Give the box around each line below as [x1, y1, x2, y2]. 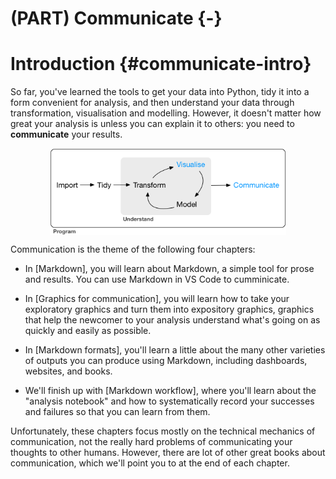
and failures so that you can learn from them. [24, 406, 211, 418]
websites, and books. [24, 365, 113, 377]
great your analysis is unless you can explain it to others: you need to [10, 118, 295, 130]
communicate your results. [10, 128, 123, 141]
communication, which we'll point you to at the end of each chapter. [10, 457, 290, 469]
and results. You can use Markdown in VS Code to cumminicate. [24, 273, 290, 286]
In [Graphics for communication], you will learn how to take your [24, 293, 290, 305]
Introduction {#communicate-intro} [10, 53, 312, 76]
